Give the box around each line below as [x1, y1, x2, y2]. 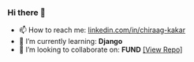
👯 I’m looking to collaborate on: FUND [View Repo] [18, 45, 183, 54]
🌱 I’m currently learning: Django [18, 37, 123, 46]
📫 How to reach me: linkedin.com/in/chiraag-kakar [18, 25, 186, 35]
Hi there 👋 [7, 7, 47, 18]
